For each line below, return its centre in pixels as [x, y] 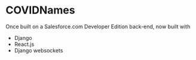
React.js [24, 44]
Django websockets [39, 50]
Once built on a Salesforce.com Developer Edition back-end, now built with [98, 26]
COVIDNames [40, 10]
